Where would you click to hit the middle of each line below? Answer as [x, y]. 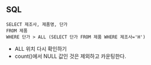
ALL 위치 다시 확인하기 [41, 48]
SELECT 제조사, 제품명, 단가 [37, 24]
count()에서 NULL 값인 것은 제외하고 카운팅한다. [70, 56]
